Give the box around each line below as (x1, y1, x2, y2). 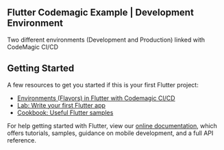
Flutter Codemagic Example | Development (7, 7, 194, 18)
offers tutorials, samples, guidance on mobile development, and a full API (7, 129, 214, 137)
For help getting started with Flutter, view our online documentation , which (7, 121, 218, 130)
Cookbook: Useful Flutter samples (16, 108, 114, 117)
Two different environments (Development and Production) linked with (7, 35, 206, 44)
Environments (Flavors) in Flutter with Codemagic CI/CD (16, 93, 176, 102)
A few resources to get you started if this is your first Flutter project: (7, 80, 199, 89)
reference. (7, 136, 36, 144)
